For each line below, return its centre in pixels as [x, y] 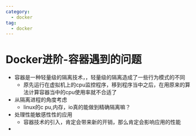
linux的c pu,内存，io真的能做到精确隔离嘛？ [77, 107]
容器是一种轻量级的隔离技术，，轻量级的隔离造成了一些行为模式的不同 [99, 78]
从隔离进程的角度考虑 [40, 100]
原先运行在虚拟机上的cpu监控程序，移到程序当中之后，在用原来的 [104, 85]
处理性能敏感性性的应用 [43, 115]
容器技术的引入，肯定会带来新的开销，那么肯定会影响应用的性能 [102, 122]
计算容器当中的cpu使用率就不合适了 [73, 92]
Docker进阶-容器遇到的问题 [74, 60]
